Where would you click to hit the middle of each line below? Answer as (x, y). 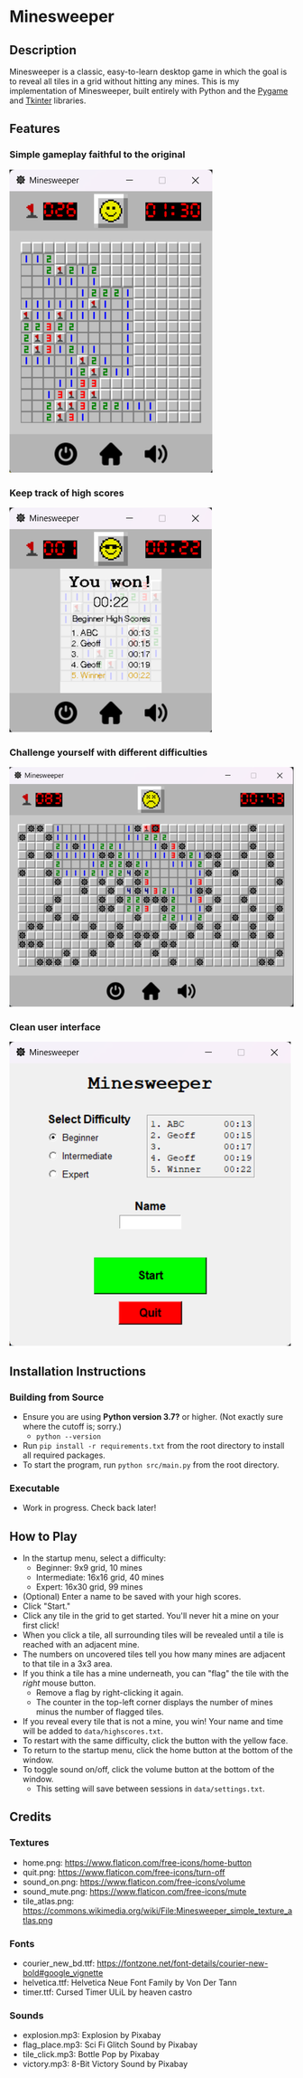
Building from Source (57, 1397)
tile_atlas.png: (48, 1901)
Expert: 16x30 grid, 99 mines (89, 1587)
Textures (29, 1843)
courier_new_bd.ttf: (59, 1963)
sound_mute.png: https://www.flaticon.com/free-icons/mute (134, 1891)
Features (35, 129)
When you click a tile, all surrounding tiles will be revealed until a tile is (153, 1635)
